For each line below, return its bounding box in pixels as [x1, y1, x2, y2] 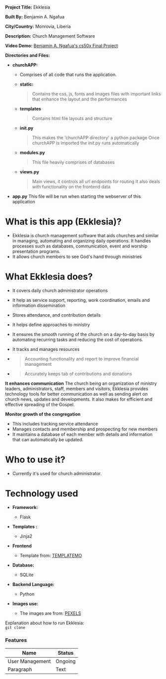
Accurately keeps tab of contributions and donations [24, 370, 132, 377]
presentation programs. [12, 248, 60, 254]
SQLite [19, 572, 34, 578]
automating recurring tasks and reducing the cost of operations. [12, 337, 144, 342]
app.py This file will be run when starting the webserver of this [12, 193, 141, 199]
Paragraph [7, 666, 32, 673]
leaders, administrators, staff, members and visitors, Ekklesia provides [5, 385, 149, 392]
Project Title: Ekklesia [5, 4, 51, 10]
